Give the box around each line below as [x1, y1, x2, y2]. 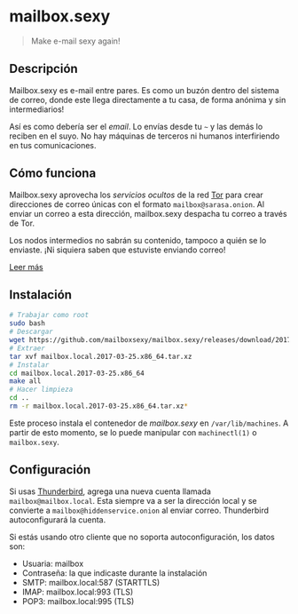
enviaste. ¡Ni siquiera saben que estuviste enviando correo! [9, 244, 226, 255]
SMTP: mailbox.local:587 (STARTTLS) [21, 577, 161, 587]
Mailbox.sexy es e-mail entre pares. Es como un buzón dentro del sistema [9, 84, 279, 95]
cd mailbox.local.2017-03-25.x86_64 [9, 369, 145, 378]
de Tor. [9, 218, 35, 228]
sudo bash [9, 319, 46, 328]
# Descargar [9, 327, 53, 337]
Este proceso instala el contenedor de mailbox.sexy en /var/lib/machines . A [9, 418, 289, 428]
